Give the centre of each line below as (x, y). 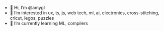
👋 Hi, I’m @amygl (27, 8)
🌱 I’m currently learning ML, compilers (49, 23)
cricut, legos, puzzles (32, 18)
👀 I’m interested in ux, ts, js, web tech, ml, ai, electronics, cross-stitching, (84, 13)
